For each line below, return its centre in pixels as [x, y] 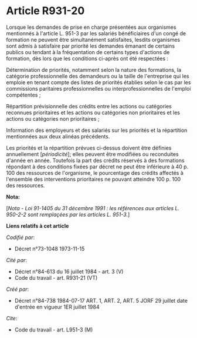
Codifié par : [21, 237]
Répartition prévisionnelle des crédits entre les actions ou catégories [89, 106]
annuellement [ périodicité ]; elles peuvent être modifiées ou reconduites [92, 154]
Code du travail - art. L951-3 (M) [54, 329]
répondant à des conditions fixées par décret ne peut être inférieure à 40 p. [97, 167]
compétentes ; [23, 95]
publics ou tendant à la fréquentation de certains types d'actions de [88, 52]
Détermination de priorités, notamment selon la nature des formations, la [94, 69]
